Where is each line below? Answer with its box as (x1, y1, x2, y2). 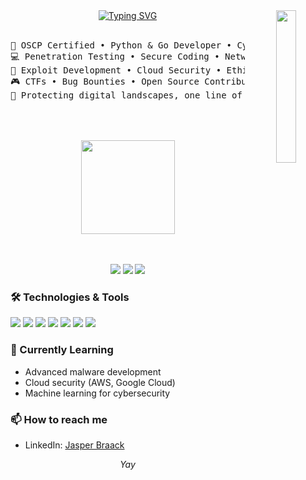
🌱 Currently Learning (10, 343, 114, 357)
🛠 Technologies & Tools (10, 290, 130, 304)
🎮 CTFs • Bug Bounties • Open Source (10, 76, 200, 87)
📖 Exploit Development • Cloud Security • (10, 65, 222, 76)
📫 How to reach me (10, 412, 108, 426)
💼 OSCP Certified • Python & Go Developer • (10, 40, 233, 51)
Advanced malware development (24, 365, 162, 378)
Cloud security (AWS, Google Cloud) (24, 376, 176, 388)
